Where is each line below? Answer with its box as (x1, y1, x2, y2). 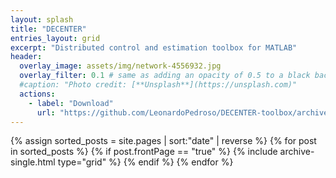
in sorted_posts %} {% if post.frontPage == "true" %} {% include (10, 146, 278, 158)
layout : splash (10, 14, 74, 25)
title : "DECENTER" (10, 24, 87, 34)
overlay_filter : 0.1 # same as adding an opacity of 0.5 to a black (19, 71, 311, 81)
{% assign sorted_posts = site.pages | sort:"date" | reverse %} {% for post (10, 135, 317, 147)
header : (10, 52, 43, 62)
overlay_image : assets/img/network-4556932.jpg (19, 61, 222, 71)
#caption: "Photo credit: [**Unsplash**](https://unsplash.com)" (19, 80, 298, 90)
